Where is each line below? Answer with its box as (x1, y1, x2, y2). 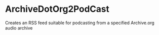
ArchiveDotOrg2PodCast (5, 3, 110, 15)
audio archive (5, 25, 33, 31)
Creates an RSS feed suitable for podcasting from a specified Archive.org (5, 20, 155, 26)
